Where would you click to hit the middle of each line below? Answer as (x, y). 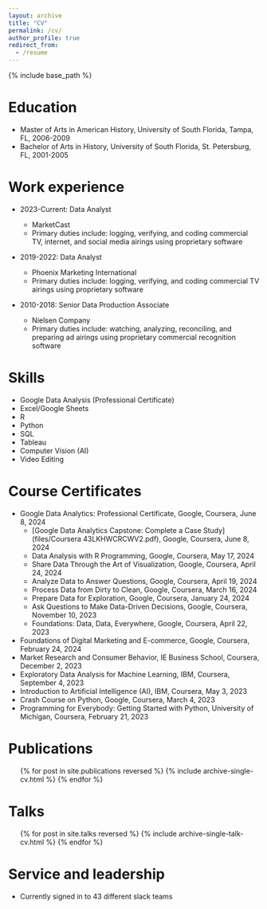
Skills (27, 378)
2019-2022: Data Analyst (61, 257)
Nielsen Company (61, 320)
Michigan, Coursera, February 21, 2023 (84, 716)
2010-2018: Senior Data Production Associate (94, 304)
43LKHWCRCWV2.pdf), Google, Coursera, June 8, (166, 539)
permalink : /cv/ (35, 30)
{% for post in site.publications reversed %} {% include (110, 770)
